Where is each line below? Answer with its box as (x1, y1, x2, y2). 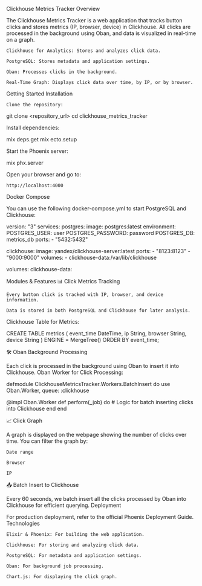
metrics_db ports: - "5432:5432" (6, 236, 88, 243)
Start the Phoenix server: (6, 147, 68, 155)
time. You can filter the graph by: (6, 437, 88, 445)
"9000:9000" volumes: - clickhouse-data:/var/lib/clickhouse (6, 254, 157, 261)
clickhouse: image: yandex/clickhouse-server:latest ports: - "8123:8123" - (6, 248, 191, 254)
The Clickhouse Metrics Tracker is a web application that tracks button (6, 17, 183, 24)
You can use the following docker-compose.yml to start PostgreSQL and (6, 205, 186, 212)
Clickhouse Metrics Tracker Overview (6, 5, 100, 12)
